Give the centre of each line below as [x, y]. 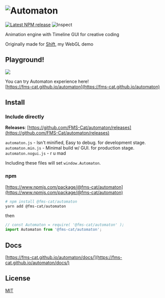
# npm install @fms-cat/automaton [41, 201]
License [18, 278]
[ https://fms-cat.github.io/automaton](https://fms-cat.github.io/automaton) [82, 87]
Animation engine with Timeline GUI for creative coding [62, 34]
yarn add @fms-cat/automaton [36, 206]
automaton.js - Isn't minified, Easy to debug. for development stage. [76, 142]
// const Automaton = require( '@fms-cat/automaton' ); [65, 225]
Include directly [25, 117]
